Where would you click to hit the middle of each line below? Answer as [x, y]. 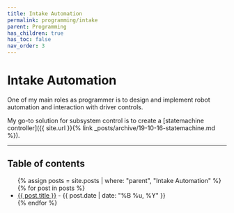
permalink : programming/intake [53, 20]
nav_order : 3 [26, 46]
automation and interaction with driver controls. [75, 107]
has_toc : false [29, 40]
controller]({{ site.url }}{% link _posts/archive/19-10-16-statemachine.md [111, 128]
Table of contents [46, 164]
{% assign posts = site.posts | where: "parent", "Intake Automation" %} [119, 180]
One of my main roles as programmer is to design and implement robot [109, 100]
